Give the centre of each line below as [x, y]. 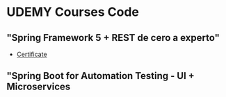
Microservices [39, 87]
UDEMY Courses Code [73, 12]
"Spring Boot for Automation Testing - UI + [101, 76]
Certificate [32, 54]
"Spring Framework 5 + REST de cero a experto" [113, 38]
